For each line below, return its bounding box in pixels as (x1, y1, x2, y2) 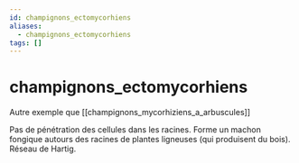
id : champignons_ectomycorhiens (9, 13, 131, 23)
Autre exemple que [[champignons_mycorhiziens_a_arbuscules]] (9, 107, 251, 118)
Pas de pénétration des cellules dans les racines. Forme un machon (9, 124, 262, 135)
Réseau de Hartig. (9, 143, 77, 154)
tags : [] (9, 38, 42, 48)
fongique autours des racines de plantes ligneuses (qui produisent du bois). (9, 134, 291, 145)
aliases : (9, 22, 42, 31)
